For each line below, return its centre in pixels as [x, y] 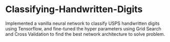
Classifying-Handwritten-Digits [74, 9]
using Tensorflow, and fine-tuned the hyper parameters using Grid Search [83, 28]
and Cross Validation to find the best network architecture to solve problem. [85, 34]
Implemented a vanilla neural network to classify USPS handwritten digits [82, 23]
